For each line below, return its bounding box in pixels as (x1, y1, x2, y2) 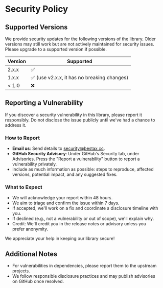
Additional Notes (5, 250, 58, 258)
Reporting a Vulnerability (5, 99, 83, 107)
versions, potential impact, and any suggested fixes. (12, 171, 117, 177)
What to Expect (5, 184, 43, 191)
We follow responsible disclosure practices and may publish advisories (12, 273, 156, 279)
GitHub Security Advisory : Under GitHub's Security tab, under (12, 151, 140, 157)
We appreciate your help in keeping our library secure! (5, 236, 115, 241)
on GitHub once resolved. (12, 278, 64, 285)
